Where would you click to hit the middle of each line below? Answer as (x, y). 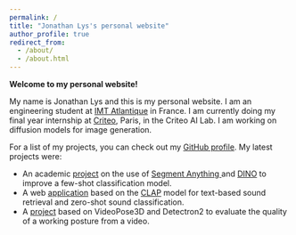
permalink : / (33, 17)
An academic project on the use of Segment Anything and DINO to (144, 174)
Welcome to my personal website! (74, 84)
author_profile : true (49, 34)
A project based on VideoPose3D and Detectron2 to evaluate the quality (155, 211)
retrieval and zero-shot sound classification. (103, 202)
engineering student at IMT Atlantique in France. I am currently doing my (143, 111)
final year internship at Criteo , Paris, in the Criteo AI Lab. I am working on (143, 120)
